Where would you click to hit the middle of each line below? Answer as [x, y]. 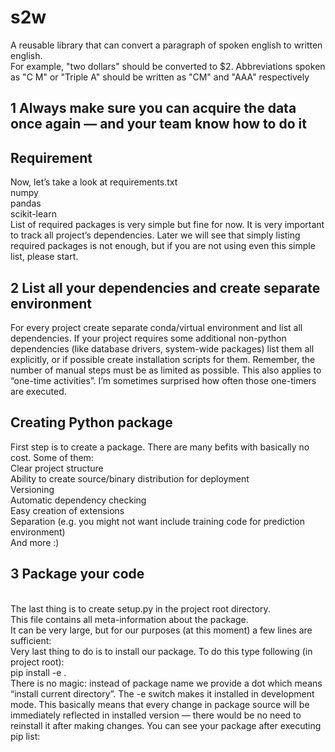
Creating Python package [91, 422]
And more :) [35, 542]
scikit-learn [33, 214]
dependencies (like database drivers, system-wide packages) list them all [162, 348]
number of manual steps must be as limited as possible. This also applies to [166, 370]
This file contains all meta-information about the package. [129, 619]
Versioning [32, 489]
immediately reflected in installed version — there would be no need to [156, 715]
